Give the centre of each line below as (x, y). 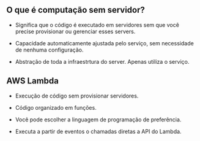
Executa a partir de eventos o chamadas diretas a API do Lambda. (98, 131)
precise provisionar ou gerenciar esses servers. (75, 31)
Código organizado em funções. (56, 107)
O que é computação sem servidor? (76, 10)
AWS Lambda (33, 81)
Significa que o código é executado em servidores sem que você (97, 25)
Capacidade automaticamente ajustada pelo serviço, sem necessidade (104, 43)
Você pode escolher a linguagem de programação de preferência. (98, 120)
